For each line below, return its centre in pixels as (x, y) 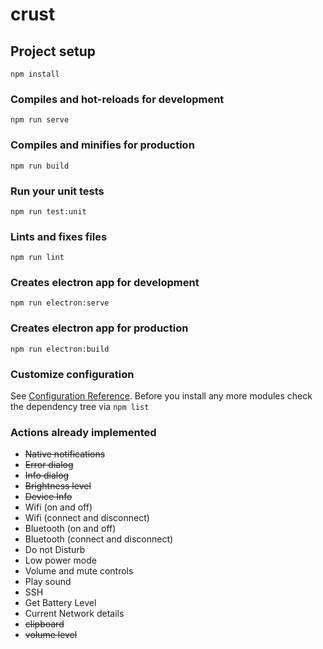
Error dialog (49, 465)
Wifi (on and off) (58, 507)
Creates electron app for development (105, 283)
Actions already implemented (83, 432)
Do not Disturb (55, 550)
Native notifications (65, 454)
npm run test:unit (48, 211)
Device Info (48, 497)
